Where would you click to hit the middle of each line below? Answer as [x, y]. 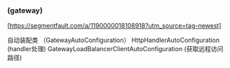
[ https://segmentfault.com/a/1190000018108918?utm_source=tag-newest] [114, 26]
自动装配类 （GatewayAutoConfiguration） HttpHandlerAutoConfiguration [114, 40]
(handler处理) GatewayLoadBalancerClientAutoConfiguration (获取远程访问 [115, 49]
